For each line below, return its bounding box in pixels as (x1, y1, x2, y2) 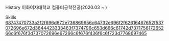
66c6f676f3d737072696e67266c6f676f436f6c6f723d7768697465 (5, 30, 147, 36)
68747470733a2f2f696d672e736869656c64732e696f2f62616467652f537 (5, 19, 164, 25)
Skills (5, 14, 17, 20)
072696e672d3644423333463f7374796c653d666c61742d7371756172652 (5, 25, 164, 31)
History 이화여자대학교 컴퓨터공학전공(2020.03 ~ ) (5, 4, 107, 10)
